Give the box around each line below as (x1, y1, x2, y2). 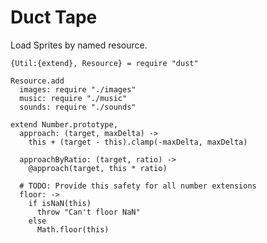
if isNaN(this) (28, 198, 92, 208)
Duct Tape (10, 6, 98, 29)
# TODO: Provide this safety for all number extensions (19, 181, 257, 191)
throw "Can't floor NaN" (36, 207, 141, 217)
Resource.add (10, 76, 65, 86)
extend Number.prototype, (10, 119, 118, 130)
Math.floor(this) (36, 224, 110, 235)
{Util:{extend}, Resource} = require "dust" (10, 58, 199, 68)
